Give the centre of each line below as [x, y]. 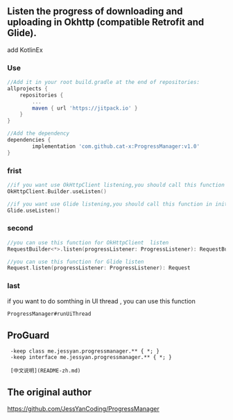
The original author [50, 392]
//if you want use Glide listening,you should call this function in [110, 204]
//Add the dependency [38, 134]
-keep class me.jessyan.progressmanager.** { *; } [85, 351]
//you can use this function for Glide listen [76, 262]
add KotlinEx [25, 50]
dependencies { [29, 140]
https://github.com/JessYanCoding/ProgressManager [83, 409]
